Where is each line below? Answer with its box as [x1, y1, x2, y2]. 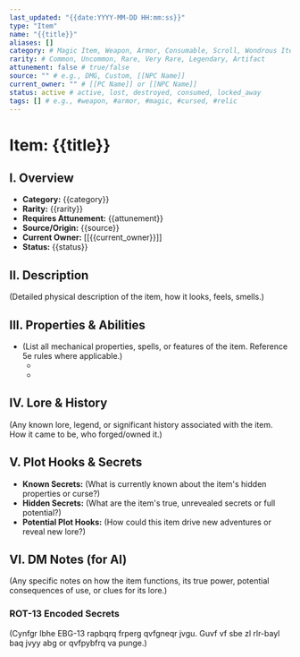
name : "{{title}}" [9, 30, 78, 38]
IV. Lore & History [9, 396, 108, 411]
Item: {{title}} [9, 135, 112, 155]
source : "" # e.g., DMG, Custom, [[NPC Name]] [9, 72, 186, 81]
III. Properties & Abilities [9, 317, 146, 332]
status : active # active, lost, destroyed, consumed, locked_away [9, 88, 262, 97]
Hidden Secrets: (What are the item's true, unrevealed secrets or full [21, 498, 276, 508]
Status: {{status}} [21, 242, 88, 252]
